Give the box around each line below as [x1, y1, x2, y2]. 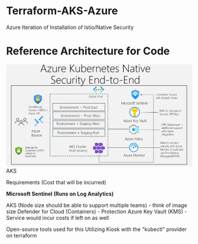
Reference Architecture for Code [6, 44, 170, 58]
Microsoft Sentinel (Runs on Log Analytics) [6, 190, 114, 197]
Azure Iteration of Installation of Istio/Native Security [6, 24, 134, 31]
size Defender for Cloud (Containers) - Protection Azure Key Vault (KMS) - [6, 208, 187, 215]
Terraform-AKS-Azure [6, 4, 118, 18]
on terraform [6, 232, 37, 239]
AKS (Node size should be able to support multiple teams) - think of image [6, 201, 187, 209]
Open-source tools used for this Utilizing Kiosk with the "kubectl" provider [6, 226, 187, 233]
